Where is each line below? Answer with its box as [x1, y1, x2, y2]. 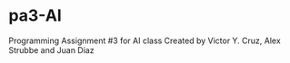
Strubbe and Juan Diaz [8, 44, 95, 55]
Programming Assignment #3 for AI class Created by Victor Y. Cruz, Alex [8, 35, 281, 46]
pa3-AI [8, 5, 63, 26]
